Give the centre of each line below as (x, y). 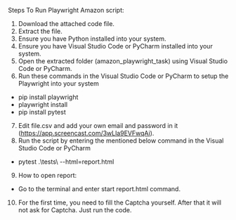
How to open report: (47, 175)
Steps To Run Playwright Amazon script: (66, 10)
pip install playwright (48, 97)
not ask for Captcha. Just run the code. (75, 210)
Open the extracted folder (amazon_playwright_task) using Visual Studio (123, 61)
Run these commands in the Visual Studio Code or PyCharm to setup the (123, 76)
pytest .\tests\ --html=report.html (66, 162)
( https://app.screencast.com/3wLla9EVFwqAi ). (86, 133)
